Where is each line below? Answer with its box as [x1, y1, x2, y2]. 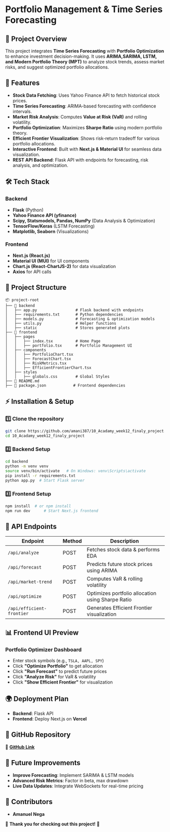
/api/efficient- [8, 606, 47, 611]
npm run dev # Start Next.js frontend [5, 508, 99, 513]
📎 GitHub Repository [5, 731, 71, 739]
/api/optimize [8, 593, 42, 599]
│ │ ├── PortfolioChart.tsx [5, 352, 73, 357]
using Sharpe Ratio [87, 596, 132, 603]
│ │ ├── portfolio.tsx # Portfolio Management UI [5, 343, 133, 348]
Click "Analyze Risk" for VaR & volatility [12, 674, 96, 680]
